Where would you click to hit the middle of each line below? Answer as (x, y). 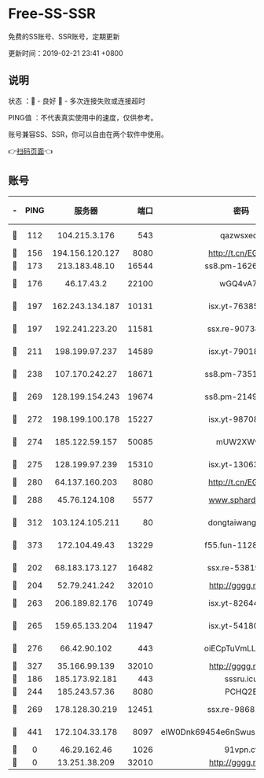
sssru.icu (241, 679)
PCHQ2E (241, 691)
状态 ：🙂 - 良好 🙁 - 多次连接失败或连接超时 (77, 101)
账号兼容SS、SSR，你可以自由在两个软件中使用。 (88, 134)
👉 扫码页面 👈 (31, 151)
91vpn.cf (241, 750)
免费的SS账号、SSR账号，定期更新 (64, 36)
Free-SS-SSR (52, 14)
